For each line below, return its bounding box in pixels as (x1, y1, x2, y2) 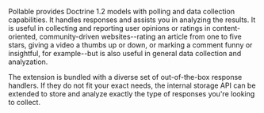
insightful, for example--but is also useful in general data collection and (8, 49, 242, 58)
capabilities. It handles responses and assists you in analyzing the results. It (8, 15, 256, 24)
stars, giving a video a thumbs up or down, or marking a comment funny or (8, 40, 253, 50)
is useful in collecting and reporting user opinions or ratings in (8, 24, 211, 32)
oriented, (8, 32, 38, 41)
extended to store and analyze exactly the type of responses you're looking (8, 89, 255, 98)
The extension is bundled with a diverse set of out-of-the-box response (8, 73, 243, 81)
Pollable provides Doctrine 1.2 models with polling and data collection (8, 7, 235, 16)
